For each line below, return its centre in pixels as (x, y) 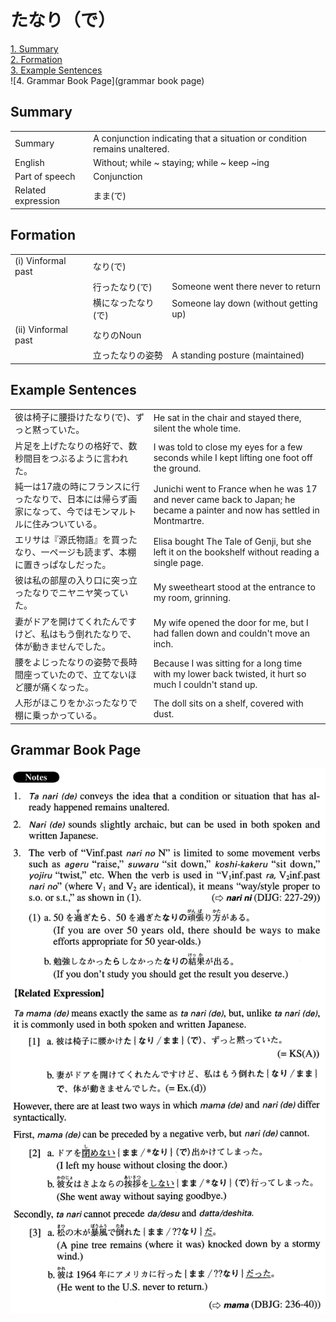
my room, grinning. (192, 598)
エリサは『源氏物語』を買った (76, 540)
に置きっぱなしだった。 (63, 565)
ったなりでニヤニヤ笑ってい (71, 593)
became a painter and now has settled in (236, 510)
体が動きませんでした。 (62, 646)
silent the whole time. (197, 428)
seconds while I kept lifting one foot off (233, 458)
